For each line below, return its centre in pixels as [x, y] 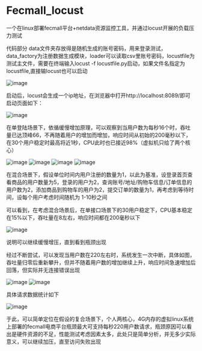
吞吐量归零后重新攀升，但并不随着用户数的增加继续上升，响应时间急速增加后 [101, 262]
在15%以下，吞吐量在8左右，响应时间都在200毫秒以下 [73, 217]
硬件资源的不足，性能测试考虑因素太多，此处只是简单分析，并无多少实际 [106, 334]
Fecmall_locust [45, 11]
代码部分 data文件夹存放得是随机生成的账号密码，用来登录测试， [86, 48]
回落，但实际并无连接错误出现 [43, 270]
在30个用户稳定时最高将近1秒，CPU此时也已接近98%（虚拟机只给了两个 [96, 142]
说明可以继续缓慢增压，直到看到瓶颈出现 [56, 242]
